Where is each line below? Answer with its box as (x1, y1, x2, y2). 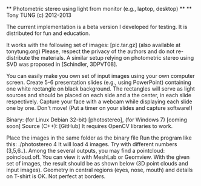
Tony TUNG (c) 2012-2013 (6, 11, 71, 19)
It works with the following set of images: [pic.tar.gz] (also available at (6, 42, 181, 48)
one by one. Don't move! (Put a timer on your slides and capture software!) (6, 104, 193, 111)
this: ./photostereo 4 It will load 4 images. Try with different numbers (6, 141, 177, 147)
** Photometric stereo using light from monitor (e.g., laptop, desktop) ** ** (6, 5, 192, 12)
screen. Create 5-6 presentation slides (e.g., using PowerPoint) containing (6, 79, 192, 86)
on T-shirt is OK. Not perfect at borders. (6, 173, 106, 180)
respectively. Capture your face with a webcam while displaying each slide (6, 98, 193, 105)
